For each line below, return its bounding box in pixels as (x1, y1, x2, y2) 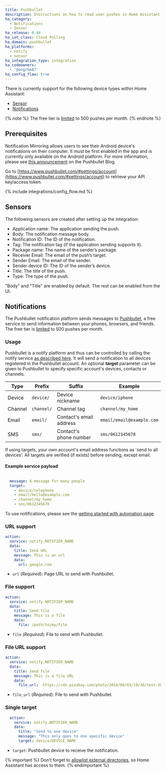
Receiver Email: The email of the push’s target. (12, 252, 107, 258)
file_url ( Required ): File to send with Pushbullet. (12, 692, 113, 698)
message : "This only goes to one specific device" (18, 734, 125, 739)
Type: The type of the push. (12, 273, 69, 279)
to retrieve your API (105, 173, 145, 179)
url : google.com (18, 562, 52, 567)
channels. (5, 371, 25, 377)
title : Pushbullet (5, 7, 43, 12)
